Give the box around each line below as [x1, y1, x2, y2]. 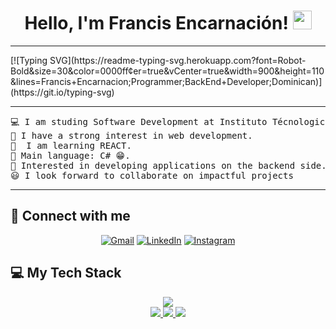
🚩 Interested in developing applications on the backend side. [10, 160, 327, 171]
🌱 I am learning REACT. [10, 140, 132, 151]
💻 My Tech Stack [10, 265, 122, 282]
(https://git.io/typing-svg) [10, 86, 115, 98]
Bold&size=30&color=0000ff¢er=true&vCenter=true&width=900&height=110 [10, 65, 325, 77]
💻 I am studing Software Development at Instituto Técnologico [10, 116, 331, 127]
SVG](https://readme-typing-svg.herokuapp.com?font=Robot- [49, 54, 307, 66]
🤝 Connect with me [10, 208, 131, 225]
